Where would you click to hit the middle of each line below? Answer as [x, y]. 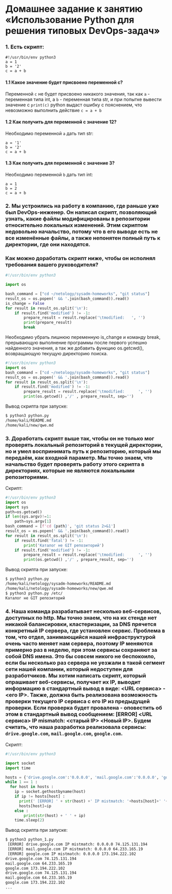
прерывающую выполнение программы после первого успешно [76, 343]
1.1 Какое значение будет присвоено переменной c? [64, 82]
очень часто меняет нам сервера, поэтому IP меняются [79, 643]
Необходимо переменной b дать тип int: [49, 175]
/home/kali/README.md [28, 420]
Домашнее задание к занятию [74, 9]
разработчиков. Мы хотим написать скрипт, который [76, 676]
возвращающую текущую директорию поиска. [57, 354]
